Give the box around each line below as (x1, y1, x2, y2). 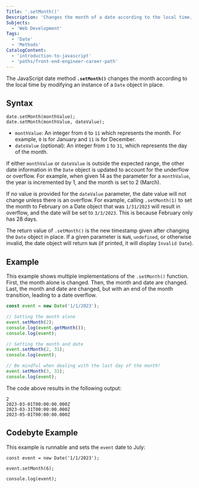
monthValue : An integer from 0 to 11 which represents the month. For (14, 129, 181, 137)
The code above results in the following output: (6, 384, 122, 392)
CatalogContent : (6, 47, 46, 53)
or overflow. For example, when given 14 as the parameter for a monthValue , (6, 173, 191, 180)
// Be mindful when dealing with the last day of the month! (6, 363, 161, 369)
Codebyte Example (6, 428, 78, 438)
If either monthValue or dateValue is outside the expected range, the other (6, 160, 185, 167)
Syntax (6, 98, 33, 108)
